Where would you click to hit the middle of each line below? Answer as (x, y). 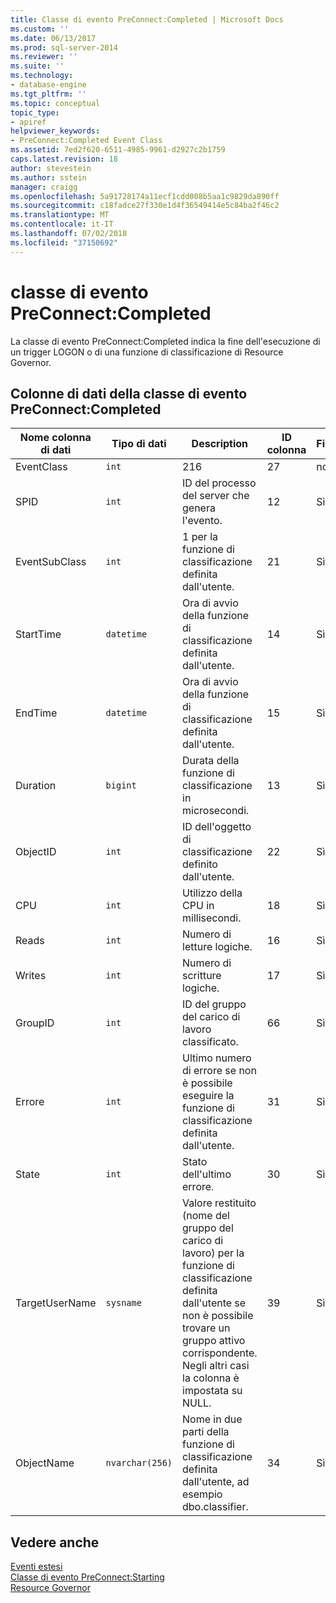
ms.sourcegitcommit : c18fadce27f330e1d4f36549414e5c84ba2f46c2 (145, 206)
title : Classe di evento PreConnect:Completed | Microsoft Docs (147, 19)
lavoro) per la (213, 1253)
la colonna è (211, 1378)
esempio (202, 1494)
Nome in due (212, 1419)
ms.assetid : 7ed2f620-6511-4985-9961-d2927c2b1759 (118, 150)
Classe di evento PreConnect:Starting (87, 1577)
